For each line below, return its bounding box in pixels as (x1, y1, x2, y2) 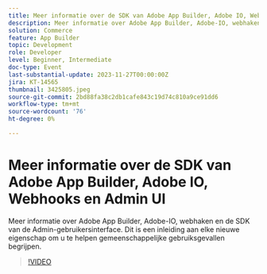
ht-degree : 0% (8, 115, 56, 123)
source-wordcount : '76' (8, 108, 87, 116)
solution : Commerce (8, 26, 73, 34)
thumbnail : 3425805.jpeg (8, 85, 91, 94)
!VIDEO (27, 257, 52, 266)
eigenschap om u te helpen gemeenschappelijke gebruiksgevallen (8, 233, 225, 242)
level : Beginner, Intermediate (8, 56, 112, 64)
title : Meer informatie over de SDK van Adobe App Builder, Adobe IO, (8, 11, 247, 20)
